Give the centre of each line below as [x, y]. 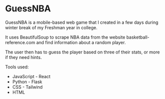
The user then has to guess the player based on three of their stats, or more [82, 52]
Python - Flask [27, 82]
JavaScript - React [31, 76]
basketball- [138, 37]
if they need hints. [24, 57]
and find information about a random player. [81, 42]
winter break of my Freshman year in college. [51, 27]
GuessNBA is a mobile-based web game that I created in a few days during [82, 22]
